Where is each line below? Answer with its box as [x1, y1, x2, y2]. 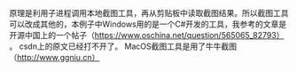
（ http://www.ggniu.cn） [9, 52, 100, 62]
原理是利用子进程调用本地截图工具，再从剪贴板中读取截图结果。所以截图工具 [9, 8, 289, 18]
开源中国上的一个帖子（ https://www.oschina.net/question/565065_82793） [9, 30, 285, 40]
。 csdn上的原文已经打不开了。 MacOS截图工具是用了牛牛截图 [9, 41, 238, 51]
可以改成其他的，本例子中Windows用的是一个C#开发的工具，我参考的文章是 [9, 19, 287, 29]
